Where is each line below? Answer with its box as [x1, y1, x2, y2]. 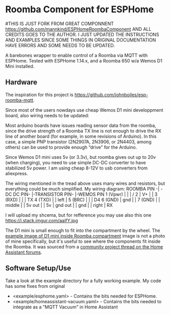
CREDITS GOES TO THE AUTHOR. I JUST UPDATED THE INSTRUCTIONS [5, 31, 159, 37]
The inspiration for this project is [5, 91, 74, 98]
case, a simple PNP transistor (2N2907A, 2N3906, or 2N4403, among [5, 138, 152, 144]
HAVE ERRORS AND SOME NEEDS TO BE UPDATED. [5, 42, 115, 48]
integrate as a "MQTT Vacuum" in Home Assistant [12, 304, 118, 310]
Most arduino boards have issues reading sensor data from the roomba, [5, 122, 157, 129]
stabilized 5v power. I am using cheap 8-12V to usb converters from [5, 165, 148, 171]
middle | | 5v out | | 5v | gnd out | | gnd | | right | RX [5, 202, 113, 208]
